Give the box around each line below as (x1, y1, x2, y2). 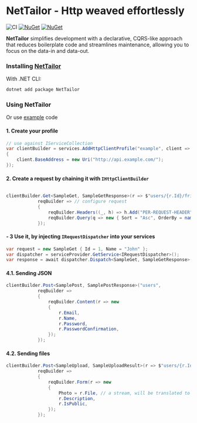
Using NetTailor (6, 101, 52, 109)
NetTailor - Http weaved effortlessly (6, 4, 185, 18)
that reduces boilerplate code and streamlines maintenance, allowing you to (6, 41, 189, 48)
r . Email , (58, 310, 80, 316)
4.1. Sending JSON (6, 269, 52, 276)
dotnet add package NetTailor (6, 87, 80, 93)
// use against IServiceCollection (6, 140, 93, 146)
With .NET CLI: (6, 75, 42, 83)
